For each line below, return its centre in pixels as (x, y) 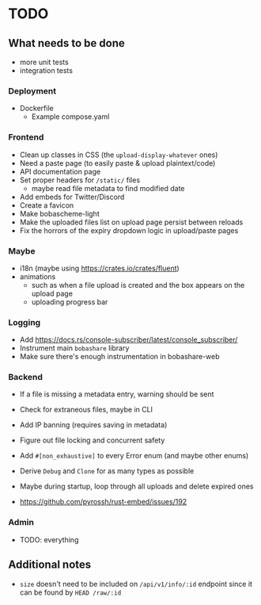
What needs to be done (66, 43)
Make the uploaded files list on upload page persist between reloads (131, 222)
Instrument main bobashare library (74, 348)
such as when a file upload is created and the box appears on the (138, 285)
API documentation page (60, 171)
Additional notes (50, 565)
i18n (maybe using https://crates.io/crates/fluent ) (99, 268)
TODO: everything (49, 539)
